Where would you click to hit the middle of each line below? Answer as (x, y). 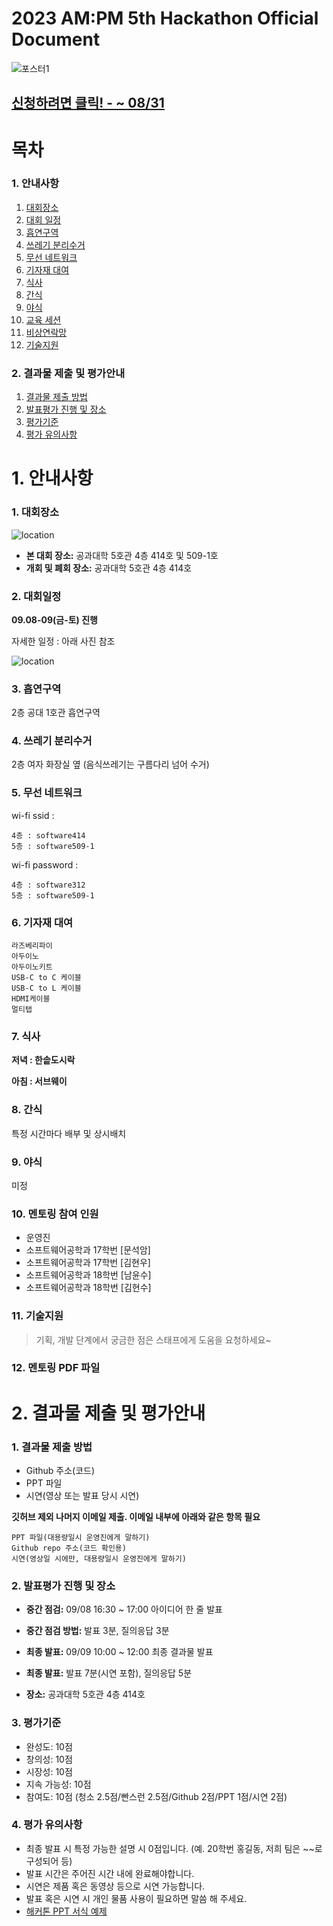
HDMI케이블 (31, 999)
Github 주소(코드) (60, 1470)
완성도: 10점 (49, 1746)
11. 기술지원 (37, 1316)
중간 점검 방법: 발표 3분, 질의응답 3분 (97, 1631)
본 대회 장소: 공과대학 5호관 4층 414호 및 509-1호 (122, 555)
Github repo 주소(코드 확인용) (69, 1548)
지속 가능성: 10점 (58, 1784)
